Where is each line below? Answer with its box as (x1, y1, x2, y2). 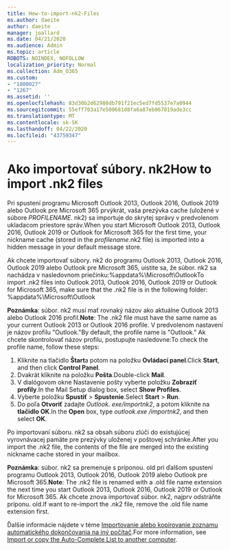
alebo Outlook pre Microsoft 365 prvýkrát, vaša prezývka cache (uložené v (7, 206, 220, 214)
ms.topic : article (7, 49, 60, 56)
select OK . (16, 415, 47, 423)
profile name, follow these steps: (7, 343, 100, 352)
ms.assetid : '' (7, 94, 51, 101)
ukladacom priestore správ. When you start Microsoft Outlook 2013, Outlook (7, 221, 221, 230)
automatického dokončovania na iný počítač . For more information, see (7, 528, 207, 536)
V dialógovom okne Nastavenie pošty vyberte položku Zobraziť (16, 378, 198, 387)
